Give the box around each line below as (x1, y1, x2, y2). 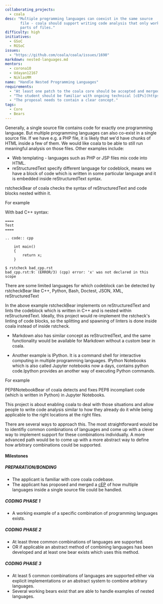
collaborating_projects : (5, 7, 55, 12)
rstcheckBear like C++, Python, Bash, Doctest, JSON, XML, (5, 288, 124, 293)
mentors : (5, 61, 23, 66)
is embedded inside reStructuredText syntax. (12, 175, 102, 181)
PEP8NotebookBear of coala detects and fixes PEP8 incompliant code (5, 387, 145, 392)
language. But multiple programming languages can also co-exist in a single (5, 130, 157, 136)
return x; (22, 253, 42, 257)
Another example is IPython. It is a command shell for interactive (12, 352, 141, 358)
